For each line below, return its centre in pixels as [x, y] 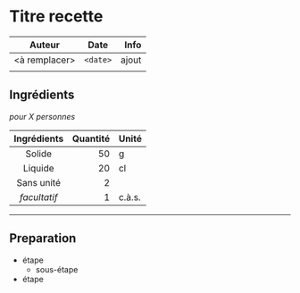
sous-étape [57, 269]
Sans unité [38, 182]
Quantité [91, 138]
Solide [38, 154]
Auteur [45, 45]
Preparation [43, 239]
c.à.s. [129, 197]
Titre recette [56, 17]
